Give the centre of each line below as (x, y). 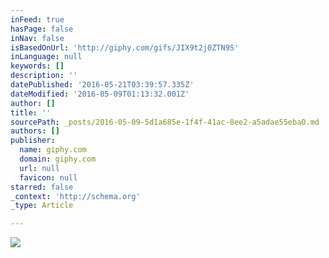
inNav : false (37, 38)
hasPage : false (42, 29)
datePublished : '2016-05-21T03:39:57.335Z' (102, 85)
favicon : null (48, 177)
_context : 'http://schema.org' (75, 196)
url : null (39, 168)
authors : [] (35, 131)
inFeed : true (37, 19)
